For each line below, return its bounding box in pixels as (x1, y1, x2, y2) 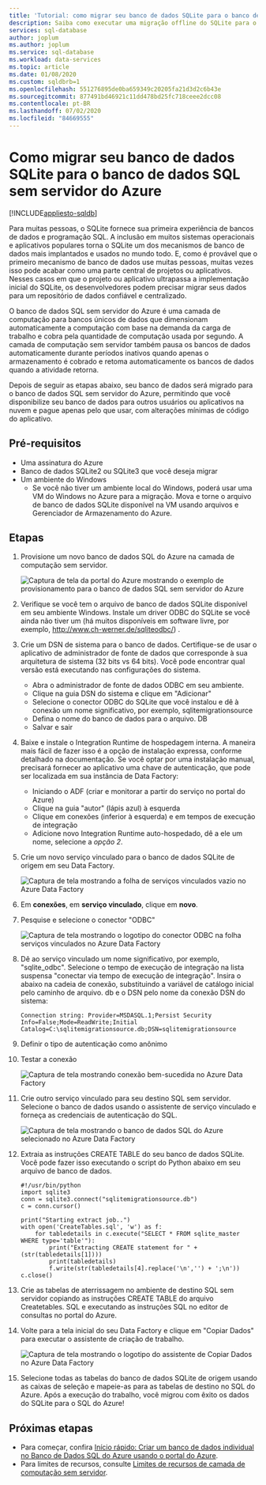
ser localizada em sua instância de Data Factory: (20, 772, 179, 781)
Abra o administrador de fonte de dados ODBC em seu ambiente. (32, 681, 244, 690)
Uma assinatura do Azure (20, 458, 103, 467)
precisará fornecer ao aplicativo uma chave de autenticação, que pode (20, 763, 251, 773)
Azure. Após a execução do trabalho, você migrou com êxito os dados (20, 1390, 249, 1400)
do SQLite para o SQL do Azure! (20, 1399, 125, 1408)
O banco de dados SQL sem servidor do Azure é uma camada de (9, 306, 221, 316)
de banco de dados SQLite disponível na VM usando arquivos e (32, 500, 239, 509)
